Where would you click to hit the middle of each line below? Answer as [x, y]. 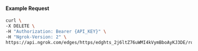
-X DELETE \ [20, 26]
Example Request [27, 8]
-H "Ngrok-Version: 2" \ [36, 37]
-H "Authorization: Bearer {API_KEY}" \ [56, 31]
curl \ [14, 21]
